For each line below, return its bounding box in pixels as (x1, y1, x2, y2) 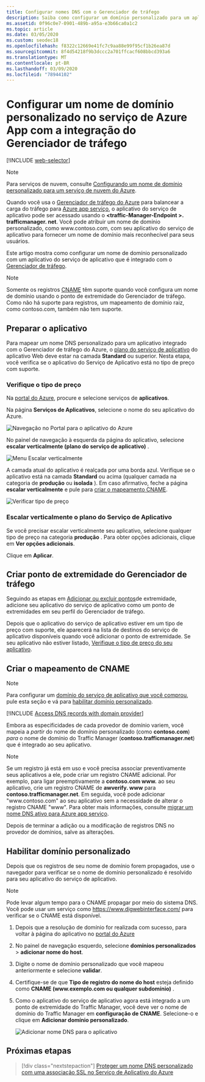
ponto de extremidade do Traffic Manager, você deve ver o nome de (15, 1003, 187, 1011)
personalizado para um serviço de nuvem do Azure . (6, 187, 137, 194)
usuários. (6, 237, 30, 245)
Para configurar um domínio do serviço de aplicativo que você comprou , (6, 691, 189, 699)
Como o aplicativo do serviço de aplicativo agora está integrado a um (15, 997, 190, 1004)
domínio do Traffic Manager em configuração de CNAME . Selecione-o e (15, 1010, 198, 1017)
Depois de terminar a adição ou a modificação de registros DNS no (6, 822, 175, 829)
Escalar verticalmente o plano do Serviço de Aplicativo (6, 513, 172, 522)
